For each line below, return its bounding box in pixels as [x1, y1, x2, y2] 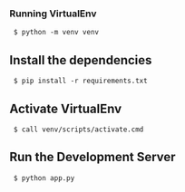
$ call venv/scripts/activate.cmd [13, 125, 144, 134]
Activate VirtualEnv [9, 101, 122, 116]
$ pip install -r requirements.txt [13, 76, 148, 86]
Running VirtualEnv [9, 7, 97, 20]
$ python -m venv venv [13, 28, 100, 37]
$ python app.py [13, 173, 75, 183]
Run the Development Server [9, 149, 176, 165]
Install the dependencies [9, 53, 152, 68]
